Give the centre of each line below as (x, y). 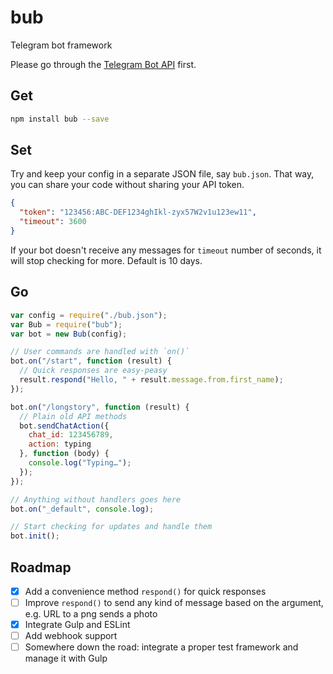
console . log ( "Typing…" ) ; (80, 463)
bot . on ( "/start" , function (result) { (91, 361)
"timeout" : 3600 (53, 222)
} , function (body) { (64, 454)
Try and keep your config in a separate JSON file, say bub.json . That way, (162, 174)
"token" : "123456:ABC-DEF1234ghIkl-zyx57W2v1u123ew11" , (138, 212)
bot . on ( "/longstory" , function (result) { (100, 407)
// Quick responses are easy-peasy (93, 371)
